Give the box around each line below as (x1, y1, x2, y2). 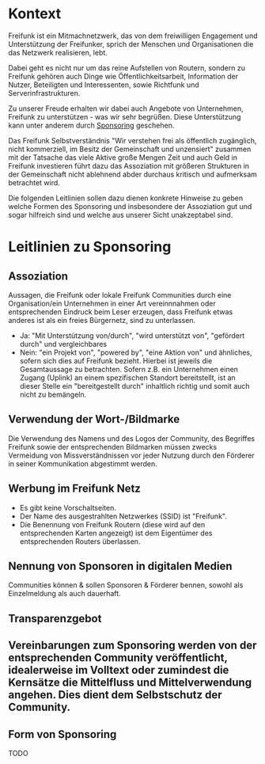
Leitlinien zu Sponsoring (8, 238, 172, 256)
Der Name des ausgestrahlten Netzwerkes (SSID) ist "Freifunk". (19, 511, 227, 521)
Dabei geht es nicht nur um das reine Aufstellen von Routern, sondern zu (8, 63, 245, 72)
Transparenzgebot (8, 611, 102, 625)
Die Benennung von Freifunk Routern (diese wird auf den (19, 519, 206, 529)
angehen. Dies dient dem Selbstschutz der (8, 688, 222, 701)
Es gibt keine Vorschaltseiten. (19, 503, 116, 512)
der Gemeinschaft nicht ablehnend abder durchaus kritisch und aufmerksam (8, 169, 257, 179)
